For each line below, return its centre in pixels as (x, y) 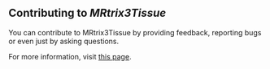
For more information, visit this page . (70, 56)
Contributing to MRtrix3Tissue (87, 13)
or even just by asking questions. (64, 41)
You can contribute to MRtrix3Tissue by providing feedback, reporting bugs (135, 32)
